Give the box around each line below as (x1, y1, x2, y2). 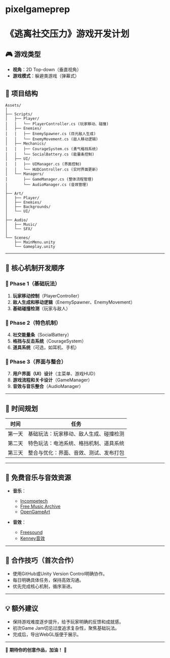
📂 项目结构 (5, 89, 38, 98)
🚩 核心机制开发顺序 (5, 264, 65, 273)
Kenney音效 (20, 535, 45, 541)
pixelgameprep (5, 4, 70, 15)
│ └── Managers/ (5, 171, 44, 177)
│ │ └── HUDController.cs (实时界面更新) (5, 167, 99, 172)
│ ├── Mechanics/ (5, 141, 47, 146)
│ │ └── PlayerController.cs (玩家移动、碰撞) (5, 121, 109, 126)
